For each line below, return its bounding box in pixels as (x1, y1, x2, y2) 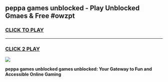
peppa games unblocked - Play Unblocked (5, 4, 140, 12)
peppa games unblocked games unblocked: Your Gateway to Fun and (5, 66, 152, 72)
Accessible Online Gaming (5, 71, 61, 77)
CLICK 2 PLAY (5, 45, 40, 52)
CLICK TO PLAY (5, 27, 44, 34)
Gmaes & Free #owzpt (5, 12, 75, 20)
